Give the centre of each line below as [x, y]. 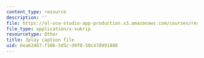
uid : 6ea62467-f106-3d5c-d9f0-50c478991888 [62, 46]
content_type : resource [36, 12]
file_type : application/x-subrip [49, 29]
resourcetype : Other [32, 34]
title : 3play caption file [40, 40]
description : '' [27, 18]
